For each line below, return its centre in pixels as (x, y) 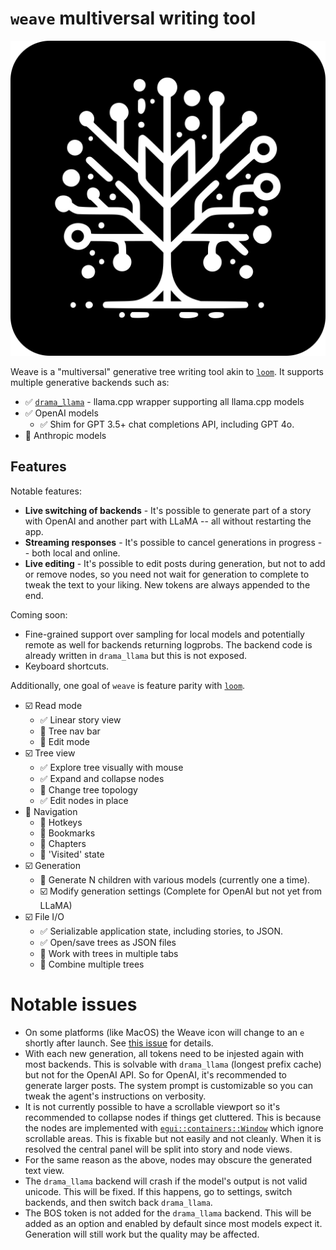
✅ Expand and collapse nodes (102, 778)
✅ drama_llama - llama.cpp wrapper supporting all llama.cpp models (164, 401)
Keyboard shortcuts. (67, 666)
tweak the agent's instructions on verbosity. (115, 1096)
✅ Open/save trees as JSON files (108, 942)
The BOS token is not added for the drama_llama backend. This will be (168, 1213)
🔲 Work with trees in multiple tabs (109, 953)
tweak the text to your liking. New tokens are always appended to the (167, 584)
